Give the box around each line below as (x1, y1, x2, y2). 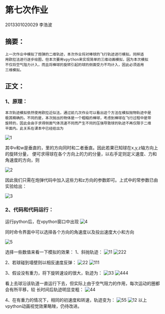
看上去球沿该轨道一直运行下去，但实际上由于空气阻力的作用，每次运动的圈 (5, 280, 156, 286)
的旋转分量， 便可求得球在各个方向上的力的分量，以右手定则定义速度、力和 (5, 151, 157, 157)
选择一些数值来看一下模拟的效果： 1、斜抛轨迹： (5, 249, 103, 255)
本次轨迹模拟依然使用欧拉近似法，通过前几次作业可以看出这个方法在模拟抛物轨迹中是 (5, 110, 151, 116)
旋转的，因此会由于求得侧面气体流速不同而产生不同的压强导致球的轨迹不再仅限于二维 (5, 121, 151, 126)
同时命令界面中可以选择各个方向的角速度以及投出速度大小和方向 (5, 229, 134, 235)
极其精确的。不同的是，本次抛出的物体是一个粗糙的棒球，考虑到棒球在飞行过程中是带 (5, 116, 151, 121)
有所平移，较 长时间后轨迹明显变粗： (9, 286, 84, 292)
